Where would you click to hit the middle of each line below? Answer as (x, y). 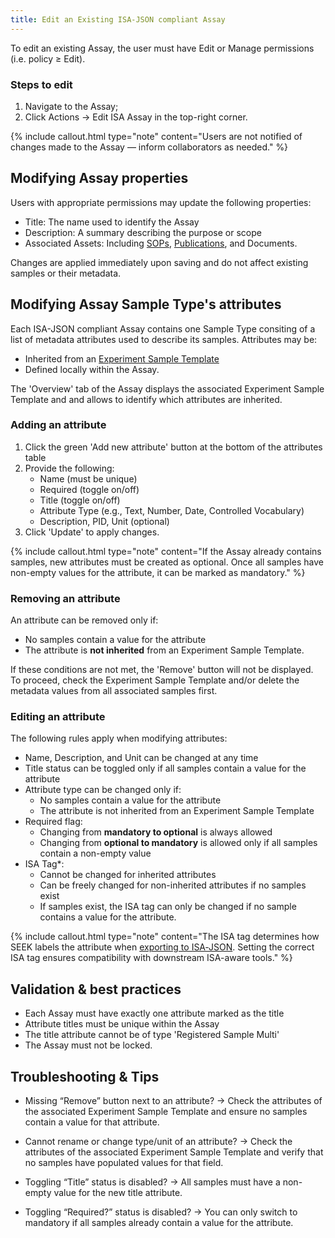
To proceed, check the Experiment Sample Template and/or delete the (155, 680)
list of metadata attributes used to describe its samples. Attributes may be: (164, 339)
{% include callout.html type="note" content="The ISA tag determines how (165, 937)
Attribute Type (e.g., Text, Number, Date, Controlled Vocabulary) (172, 510)
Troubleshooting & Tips (85, 1076)
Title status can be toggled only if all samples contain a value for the (165, 768)
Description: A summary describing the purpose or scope (143, 232)
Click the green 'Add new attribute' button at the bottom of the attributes (173, 447)
